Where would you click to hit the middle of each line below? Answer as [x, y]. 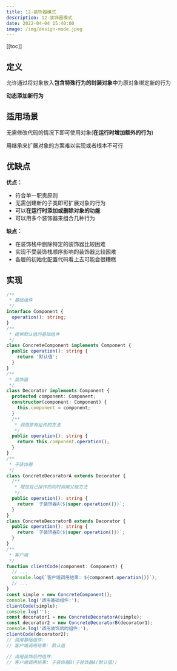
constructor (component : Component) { [59, 402]
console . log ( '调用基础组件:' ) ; [43, 600]
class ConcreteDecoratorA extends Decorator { [66, 476]
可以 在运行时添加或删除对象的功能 [58, 210]
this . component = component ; [54, 408]
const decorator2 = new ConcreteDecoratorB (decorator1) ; [80, 623]
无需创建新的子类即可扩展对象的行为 [60, 203]
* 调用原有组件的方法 [37, 425]
